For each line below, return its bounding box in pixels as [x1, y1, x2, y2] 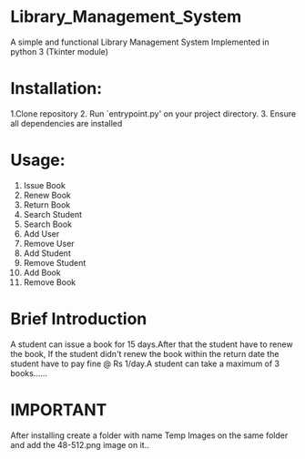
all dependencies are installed [10, 117, 123, 128]
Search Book [23, 219, 72, 229]
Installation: [10, 78, 103, 99]
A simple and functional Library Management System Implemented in [10, 36, 269, 47]
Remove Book [23, 276, 76, 288]
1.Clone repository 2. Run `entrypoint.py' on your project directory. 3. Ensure [10, 107, 297, 119]
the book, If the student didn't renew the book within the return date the [10, 348, 280, 359]
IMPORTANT [10, 399, 107, 420]
